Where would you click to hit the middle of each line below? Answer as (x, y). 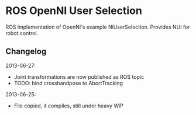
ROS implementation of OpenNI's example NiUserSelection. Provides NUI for (98, 27)
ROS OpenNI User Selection (74, 11)
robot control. (22, 33)
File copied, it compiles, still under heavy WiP (69, 106)
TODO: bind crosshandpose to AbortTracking (68, 83)
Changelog (26, 52)
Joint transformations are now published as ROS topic (79, 76)
